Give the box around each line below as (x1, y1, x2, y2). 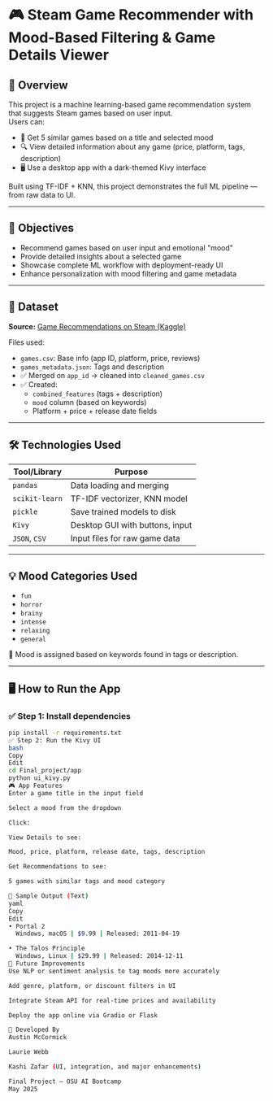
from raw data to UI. (8, 190, 76, 199)
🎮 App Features (8, 781, 63, 790)
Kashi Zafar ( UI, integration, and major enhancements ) (8, 1063, 201, 1071)
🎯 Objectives (8, 221, 75, 235)
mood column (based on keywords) (32, 397, 147, 407)
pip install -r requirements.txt (8, 729, 122, 737)
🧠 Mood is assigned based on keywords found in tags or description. (8, 650, 239, 659)
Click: (8, 818, 31, 827)
